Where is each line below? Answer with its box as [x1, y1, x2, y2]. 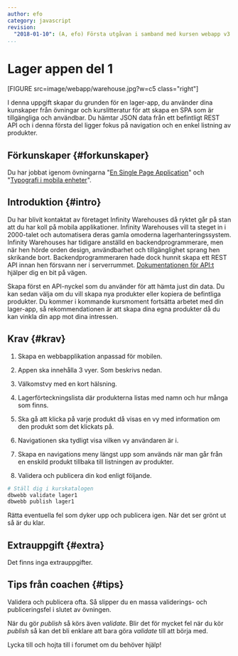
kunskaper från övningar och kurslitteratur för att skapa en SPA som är [7, 106, 215, 115]
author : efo [7, 10, 43, 18]
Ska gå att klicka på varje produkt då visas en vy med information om [17, 415, 220, 423]
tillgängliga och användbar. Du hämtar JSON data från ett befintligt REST [7, 113, 220, 122]
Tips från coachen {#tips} [7, 578, 124, 591]
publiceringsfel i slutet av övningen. [7, 605, 112, 613]
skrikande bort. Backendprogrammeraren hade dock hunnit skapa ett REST [7, 253, 227, 261]
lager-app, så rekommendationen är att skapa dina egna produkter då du [7, 304, 220, 313]
